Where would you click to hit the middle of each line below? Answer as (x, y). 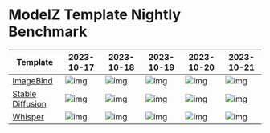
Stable (25, 94)
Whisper (28, 116)
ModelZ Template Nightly (95, 15)
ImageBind (33, 80)
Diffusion (29, 103)
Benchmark (48, 32)
